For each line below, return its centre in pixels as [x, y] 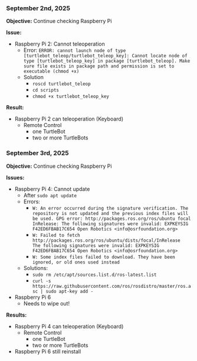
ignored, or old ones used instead [76, 262]
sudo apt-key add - [70, 291]
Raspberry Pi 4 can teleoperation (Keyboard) [69, 326]
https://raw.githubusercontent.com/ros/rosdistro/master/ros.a [111, 286]
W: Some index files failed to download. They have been [104, 257]
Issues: [15, 177]
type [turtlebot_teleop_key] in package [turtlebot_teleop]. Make [107, 61]
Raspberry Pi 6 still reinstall [48, 351]
